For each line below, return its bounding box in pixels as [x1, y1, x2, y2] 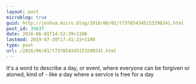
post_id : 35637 [6, 25, 44, 32]
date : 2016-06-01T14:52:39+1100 [6, 31, 87, 37]
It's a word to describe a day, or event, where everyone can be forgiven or [6, 64, 190, 71]
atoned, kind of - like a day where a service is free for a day [6, 70, 155, 78]
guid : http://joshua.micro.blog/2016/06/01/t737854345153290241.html [6, 20, 185, 26]
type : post [6, 43, 34, 49]
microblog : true [6, 14, 47, 20]
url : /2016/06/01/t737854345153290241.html [6, 48, 117, 54]
